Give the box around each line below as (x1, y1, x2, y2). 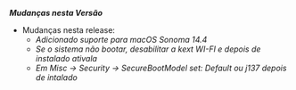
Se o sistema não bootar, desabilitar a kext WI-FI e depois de (35, 44, 261, 54)
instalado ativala (35, 53, 98, 63)
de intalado (35, 72, 78, 83)
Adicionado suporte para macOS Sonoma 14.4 (35, 35, 208, 45)
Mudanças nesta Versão (9, 8, 103, 18)
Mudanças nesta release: (21, 25, 116, 35)
